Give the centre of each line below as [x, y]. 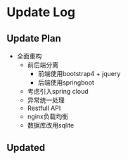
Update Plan [34, 38]
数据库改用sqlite [51, 125]
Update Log [41, 12]
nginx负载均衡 [47, 116]
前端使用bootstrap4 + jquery [79, 74]
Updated [26, 148]
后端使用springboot [66, 82]
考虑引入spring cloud [58, 91]
